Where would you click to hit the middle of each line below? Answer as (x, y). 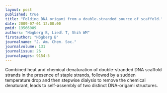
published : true (22, 14)
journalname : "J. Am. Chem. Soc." (41, 42)
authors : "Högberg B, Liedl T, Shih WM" (48, 33)
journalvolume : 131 (25, 46)
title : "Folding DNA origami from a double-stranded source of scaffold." (84, 19)
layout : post (19, 10)
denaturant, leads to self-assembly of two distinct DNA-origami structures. (82, 86)
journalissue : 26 (23, 51)
